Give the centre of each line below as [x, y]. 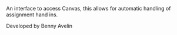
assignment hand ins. [32, 15]
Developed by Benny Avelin [39, 26]
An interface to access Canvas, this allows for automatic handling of [88, 8]
